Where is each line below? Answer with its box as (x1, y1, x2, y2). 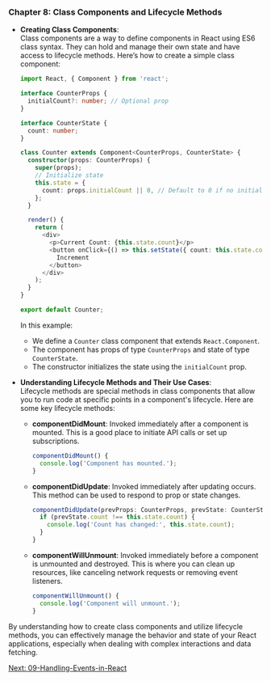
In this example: (19, 320, 73, 330)
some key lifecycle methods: (19, 403, 115, 412)
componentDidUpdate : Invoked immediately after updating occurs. (31, 481, 256, 491)
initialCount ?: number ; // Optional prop (27, 97, 169, 105)
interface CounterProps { (19, 90, 107, 98)
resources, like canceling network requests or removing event (31, 567, 238, 577)
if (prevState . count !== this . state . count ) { (39, 513, 195, 522)
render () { (27, 216, 65, 224)
